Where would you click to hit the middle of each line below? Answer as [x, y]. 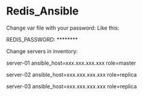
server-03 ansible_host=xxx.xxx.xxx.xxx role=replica [71, 86]
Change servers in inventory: [42, 51]
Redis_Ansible [43, 11]
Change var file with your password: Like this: [63, 28]
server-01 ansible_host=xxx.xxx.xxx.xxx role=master [71, 63]
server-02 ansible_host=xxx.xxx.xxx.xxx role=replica [71, 74]
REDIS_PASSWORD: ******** [42, 39]
